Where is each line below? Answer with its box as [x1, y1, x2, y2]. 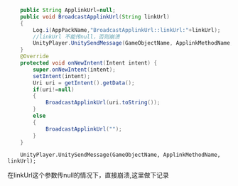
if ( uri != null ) [33, 86, 75, 93]
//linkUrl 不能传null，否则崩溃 [33, 33, 120, 40]
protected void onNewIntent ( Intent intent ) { [20, 60, 158, 67]
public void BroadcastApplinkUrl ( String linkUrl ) [20, 13, 171, 21]
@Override [20, 53, 50, 60]
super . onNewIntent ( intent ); [33, 66, 116, 73]
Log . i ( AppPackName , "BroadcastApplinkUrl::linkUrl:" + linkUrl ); [33, 26, 221, 33]
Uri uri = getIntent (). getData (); [33, 79, 135, 87]
